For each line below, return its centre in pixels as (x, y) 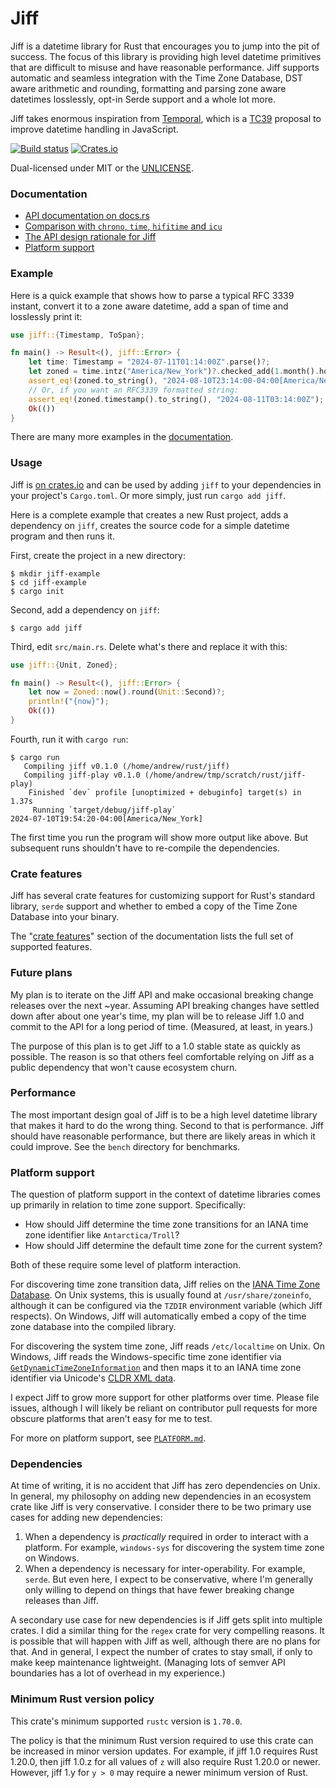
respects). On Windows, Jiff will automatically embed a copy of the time (158, 1316)
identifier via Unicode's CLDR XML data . (93, 1378)
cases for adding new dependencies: (86, 1518)
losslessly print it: (46, 316)
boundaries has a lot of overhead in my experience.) (118, 1673)
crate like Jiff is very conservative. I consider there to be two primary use (161, 1507)
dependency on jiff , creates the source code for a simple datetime (150, 525)
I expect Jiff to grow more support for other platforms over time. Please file (165, 1398)
